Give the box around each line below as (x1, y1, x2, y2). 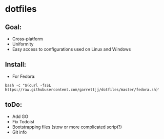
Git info (12, 129, 27, 135)
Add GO (12, 114, 28, 119)
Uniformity (12, 41, 34, 47)
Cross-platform (12, 36, 43, 42)
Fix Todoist (12, 118, 35, 124)
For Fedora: (12, 73, 36, 79)
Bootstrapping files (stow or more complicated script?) (12, 124, 122, 130)
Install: (5, 60, 27, 69)
